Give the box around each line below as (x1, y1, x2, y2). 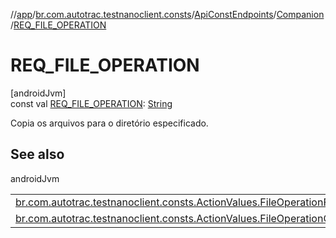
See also (10, 146, 65, 163)
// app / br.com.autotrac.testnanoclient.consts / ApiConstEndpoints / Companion (10, 9, 325, 20)
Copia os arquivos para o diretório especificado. (10, 117, 209, 129)
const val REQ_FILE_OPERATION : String (10, 97, 173, 109)
